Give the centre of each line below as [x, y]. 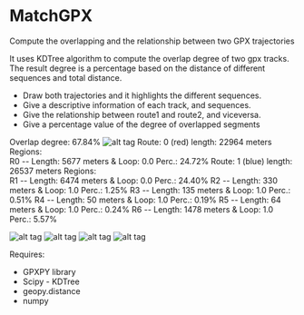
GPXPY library [49, 271]
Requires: [27, 254]
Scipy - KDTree [51, 281]
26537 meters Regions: [53, 171]
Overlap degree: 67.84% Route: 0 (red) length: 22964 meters [141, 142]
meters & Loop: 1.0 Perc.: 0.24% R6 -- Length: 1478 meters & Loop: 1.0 [142, 209]
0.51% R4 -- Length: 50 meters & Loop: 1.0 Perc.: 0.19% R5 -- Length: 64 [145, 200]
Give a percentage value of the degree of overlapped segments [141, 124]
